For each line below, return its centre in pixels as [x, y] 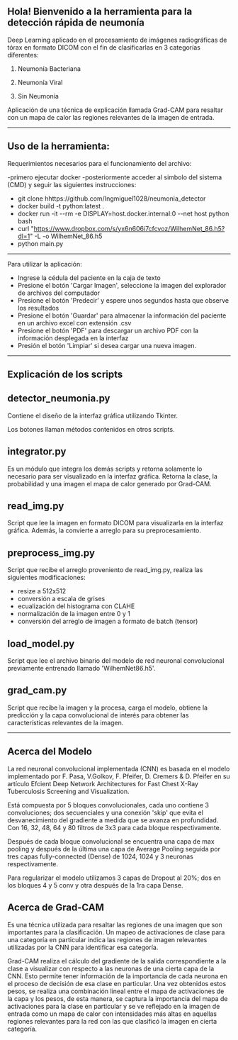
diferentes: [23, 55]
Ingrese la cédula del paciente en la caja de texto [89, 278]
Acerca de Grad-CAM [56, 908]
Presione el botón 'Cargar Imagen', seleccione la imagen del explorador [122, 285]
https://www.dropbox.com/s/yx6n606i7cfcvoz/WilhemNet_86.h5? [129, 228]
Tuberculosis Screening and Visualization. [68, 791]
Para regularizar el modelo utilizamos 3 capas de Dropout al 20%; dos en [114, 878]
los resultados [38, 308]
